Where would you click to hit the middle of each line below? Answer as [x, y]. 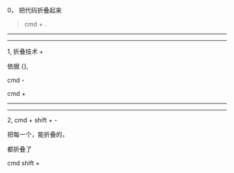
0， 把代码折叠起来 [34, 10]
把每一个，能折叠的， [38, 134]
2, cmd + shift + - [32, 120]
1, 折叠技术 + [25, 51]
